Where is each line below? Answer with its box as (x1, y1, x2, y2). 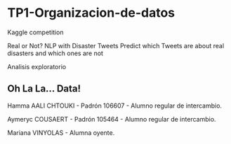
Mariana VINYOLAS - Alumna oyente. (7, 128, 115, 137)
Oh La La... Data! (7, 82, 81, 95)
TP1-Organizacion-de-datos (7, 5, 176, 21)
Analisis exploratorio (7, 62, 67, 71)
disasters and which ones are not (7, 49, 104, 57)
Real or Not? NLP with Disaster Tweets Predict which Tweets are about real (7, 41, 225, 50)
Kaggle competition (7, 28, 64, 36)
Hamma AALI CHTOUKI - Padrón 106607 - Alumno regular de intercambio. (7, 101, 223, 110)
